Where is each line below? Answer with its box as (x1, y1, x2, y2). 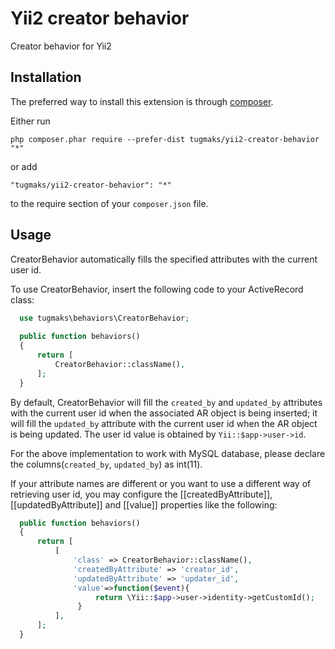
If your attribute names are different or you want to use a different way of (10, 477, 312, 489)
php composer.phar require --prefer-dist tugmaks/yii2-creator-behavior (10, 134, 320, 144)
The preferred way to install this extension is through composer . (10, 95, 274, 107)
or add (10, 160, 38, 172)
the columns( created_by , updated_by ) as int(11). (10, 458, 203, 470)
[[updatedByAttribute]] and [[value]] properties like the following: (10, 498, 278, 511)
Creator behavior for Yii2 (10, 40, 112, 52)
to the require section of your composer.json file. (10, 197, 209, 209)
